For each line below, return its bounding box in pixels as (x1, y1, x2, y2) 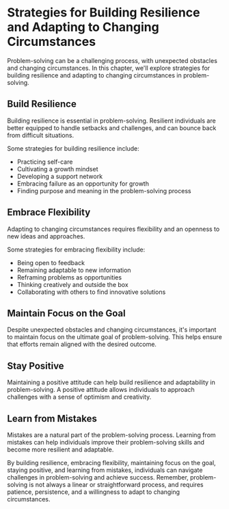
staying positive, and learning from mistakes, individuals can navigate (7, 466, 203, 474)
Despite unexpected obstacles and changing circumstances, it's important (7, 325, 217, 334)
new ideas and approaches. (7, 232, 85, 240)
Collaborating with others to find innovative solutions (16, 288, 166, 296)
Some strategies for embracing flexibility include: (7, 245, 146, 253)
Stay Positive (7, 360, 64, 371)
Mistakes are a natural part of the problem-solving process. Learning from (7, 431, 217, 439)
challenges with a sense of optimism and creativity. (7, 393, 152, 401)
